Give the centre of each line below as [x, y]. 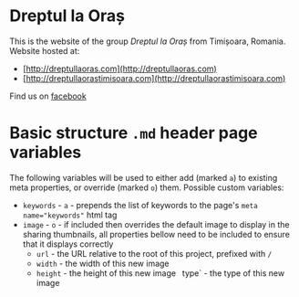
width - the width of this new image [103, 263]
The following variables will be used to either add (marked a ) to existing [144, 177]
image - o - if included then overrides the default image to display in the [156, 224]
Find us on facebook [48, 96]
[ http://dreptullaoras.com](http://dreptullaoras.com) [119, 69]
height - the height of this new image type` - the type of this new [160, 273]
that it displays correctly [68, 244]
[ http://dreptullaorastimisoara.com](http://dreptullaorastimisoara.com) [154, 78]
